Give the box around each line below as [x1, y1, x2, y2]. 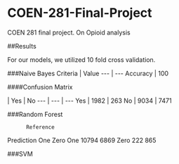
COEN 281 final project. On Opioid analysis [7, 28, 131, 37]
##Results [7, 42, 37, 50]
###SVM [7, 149, 33, 158]
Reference [25, 123, 55, 131]
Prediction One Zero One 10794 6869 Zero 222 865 [7, 136, 157, 144]
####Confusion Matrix [7, 82, 73, 91]
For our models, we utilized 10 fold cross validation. [7, 55, 156, 64]
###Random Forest [7, 110, 63, 118]
